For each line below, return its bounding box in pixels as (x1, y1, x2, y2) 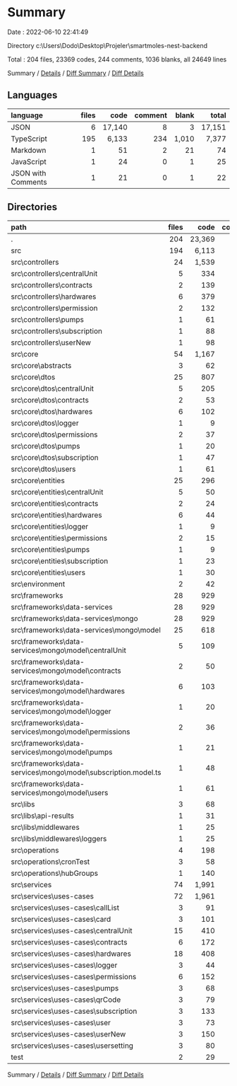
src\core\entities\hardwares (11, 510, 102, 520)
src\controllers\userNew (11, 337, 92, 347)
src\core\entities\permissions (11, 533, 108, 543)
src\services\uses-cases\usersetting (11, 1041, 134, 1051)
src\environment (11, 579, 66, 589)
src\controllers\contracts (11, 280, 93, 290)
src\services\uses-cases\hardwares (11, 949, 132, 959)
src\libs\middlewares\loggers (11, 833, 107, 843)
